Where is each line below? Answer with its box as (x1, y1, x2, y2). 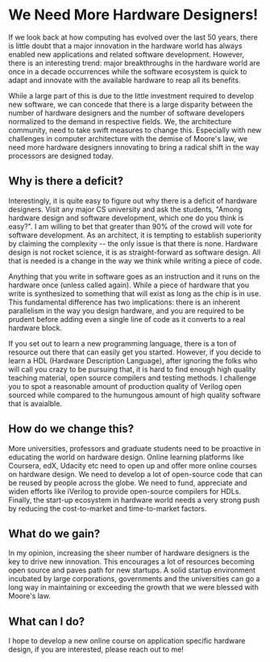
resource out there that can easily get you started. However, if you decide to (8, 347, 262, 357)
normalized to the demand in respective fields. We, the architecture (8, 116, 232, 126)
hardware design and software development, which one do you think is (8, 212, 244, 223)
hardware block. (8, 323, 63, 333)
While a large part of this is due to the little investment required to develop (8, 90, 255, 100)
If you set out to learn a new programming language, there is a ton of (8, 338, 237, 348)
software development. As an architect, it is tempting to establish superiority (8, 230, 262, 240)
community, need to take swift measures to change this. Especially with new (8, 125, 262, 135)
